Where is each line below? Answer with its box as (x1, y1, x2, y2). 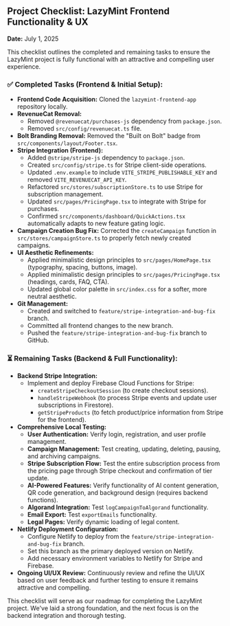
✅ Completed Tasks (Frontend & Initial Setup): (7, 79, 163, 89)
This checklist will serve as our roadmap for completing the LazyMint (7, 597, 203, 605)
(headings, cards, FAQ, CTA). (27, 278, 110, 286)
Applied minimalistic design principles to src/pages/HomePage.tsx (27, 256, 211, 264)
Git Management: (16, 300, 69, 308)
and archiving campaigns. (27, 452, 101, 460)
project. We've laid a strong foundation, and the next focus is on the (7, 604, 199, 612)
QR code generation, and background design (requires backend (27, 489, 208, 497)
